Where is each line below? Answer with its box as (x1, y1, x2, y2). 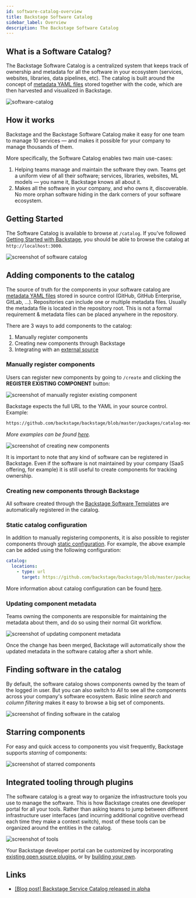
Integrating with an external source (14, 346, 99, 353)
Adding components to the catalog (6, 270, 135, 280)
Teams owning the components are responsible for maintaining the (6, 613, 167, 620)
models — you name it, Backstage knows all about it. (14, 178, 142, 185)
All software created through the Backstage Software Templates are (6, 500, 169, 507)
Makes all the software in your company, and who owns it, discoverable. (14, 184, 188, 191)
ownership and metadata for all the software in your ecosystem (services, (6, 68, 184, 76)
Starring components (6, 727, 86, 738)
